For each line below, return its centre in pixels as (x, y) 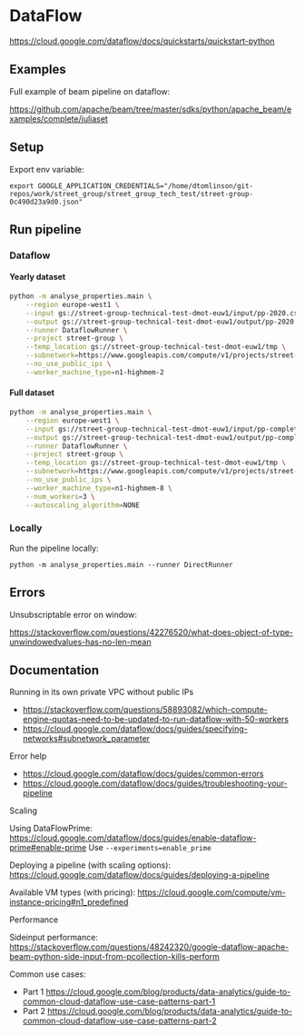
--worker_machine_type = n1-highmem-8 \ (99, 488)
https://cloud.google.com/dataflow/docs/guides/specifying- (135, 729)
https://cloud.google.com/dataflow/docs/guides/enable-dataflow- (133, 838)
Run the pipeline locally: (54, 548)
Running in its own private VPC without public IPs (102, 692)
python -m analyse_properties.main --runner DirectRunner (121, 564)
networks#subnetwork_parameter (86, 739)
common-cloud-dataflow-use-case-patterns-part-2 (119, 1021)
